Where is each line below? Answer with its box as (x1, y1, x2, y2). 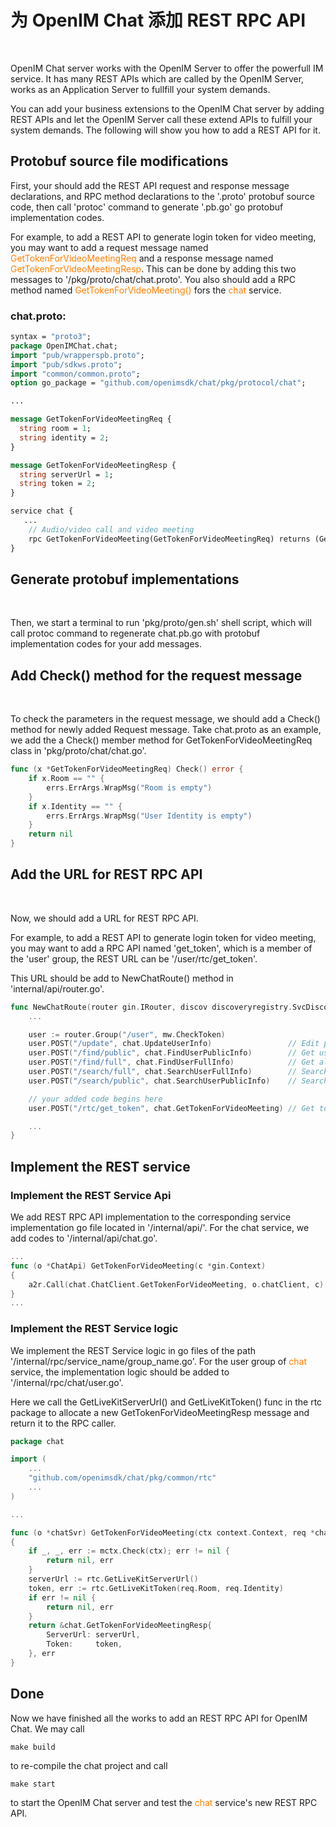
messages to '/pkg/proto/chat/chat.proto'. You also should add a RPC (10, 273, 296, 285)
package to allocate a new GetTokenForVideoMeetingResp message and (10, 1406, 310, 1418)
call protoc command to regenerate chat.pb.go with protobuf (10, 627, 261, 640)
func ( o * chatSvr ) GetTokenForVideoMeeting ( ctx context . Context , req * (10, 1527, 315, 1538)
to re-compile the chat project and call (10, 1759, 168, 1771)
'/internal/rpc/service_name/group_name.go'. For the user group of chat (10, 1355, 308, 1367)
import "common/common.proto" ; (10, 369, 141, 379)
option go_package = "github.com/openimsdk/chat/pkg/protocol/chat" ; (10, 378, 307, 388)
